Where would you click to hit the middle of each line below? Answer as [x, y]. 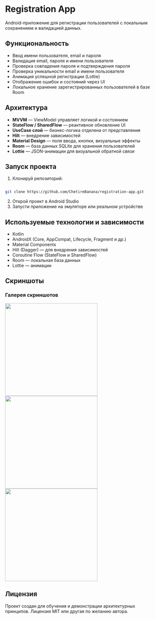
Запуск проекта [31, 166]
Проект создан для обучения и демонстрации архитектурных [70, 606]
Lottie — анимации [32, 266]
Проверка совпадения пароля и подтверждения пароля [71, 66]
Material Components [34, 245]
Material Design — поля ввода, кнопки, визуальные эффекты [76, 141]
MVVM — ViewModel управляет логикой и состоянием [70, 120]
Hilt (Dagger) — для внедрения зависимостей [60, 250]
